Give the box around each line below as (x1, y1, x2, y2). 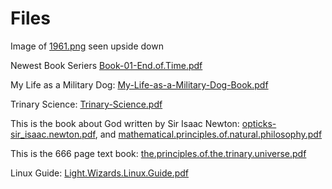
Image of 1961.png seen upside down (10, 40, 164, 52)
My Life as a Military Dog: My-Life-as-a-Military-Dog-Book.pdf (10, 78, 269, 91)
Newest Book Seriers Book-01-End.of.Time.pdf (10, 59, 203, 71)
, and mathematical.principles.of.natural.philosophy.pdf (94, 128, 323, 140)
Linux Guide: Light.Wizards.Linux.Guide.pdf (10, 167, 189, 179)
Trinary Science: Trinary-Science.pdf (10, 98, 163, 110)
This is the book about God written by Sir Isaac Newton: (10, 117, 240, 129)
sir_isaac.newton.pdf (10, 128, 96, 140)
